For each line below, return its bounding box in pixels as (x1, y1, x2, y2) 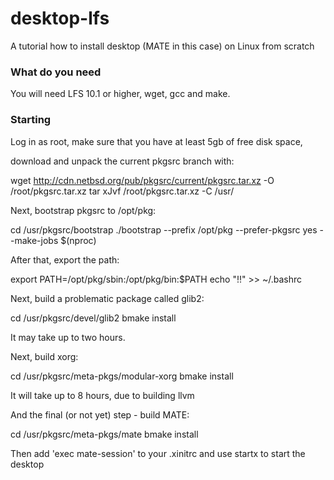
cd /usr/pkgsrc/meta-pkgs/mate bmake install (10, 428, 199, 440)
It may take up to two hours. (10, 331, 126, 343)
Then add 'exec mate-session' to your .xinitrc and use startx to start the (10, 447, 306, 459)
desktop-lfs (10, 7, 110, 30)
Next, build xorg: (10, 350, 79, 362)
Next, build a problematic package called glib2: (10, 292, 205, 304)
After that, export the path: (10, 253, 120, 266)
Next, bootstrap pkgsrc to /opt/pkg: (10, 204, 157, 216)
